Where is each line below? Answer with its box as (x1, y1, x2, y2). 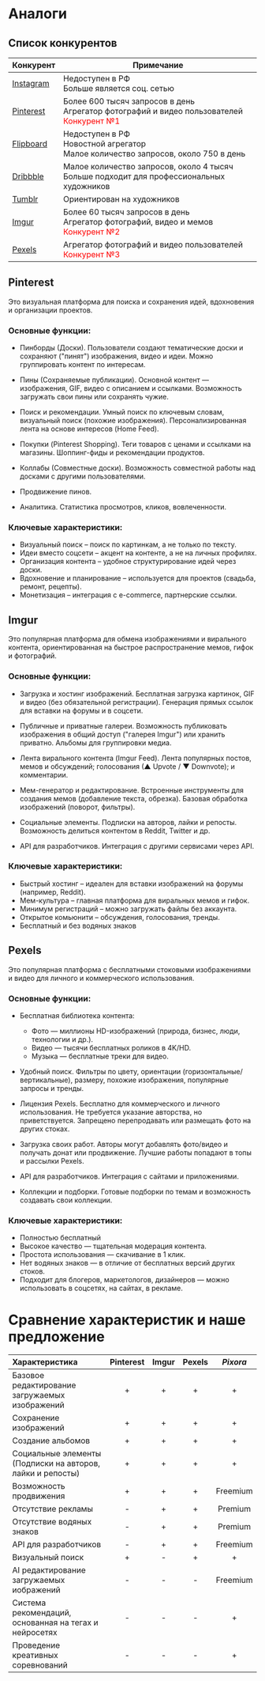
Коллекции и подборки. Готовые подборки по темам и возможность (19, 1187, 251, 1196)
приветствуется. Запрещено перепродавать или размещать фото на (19, 1115, 252, 1125)
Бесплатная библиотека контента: (19, 1010, 136, 1020)
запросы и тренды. (19, 1083, 84, 1092)
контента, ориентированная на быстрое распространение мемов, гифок (8, 642, 254, 653)
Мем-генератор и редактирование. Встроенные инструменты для (19, 785, 244, 795)
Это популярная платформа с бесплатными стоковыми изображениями (8, 964, 251, 974)
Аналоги (8, 5, 67, 23)
